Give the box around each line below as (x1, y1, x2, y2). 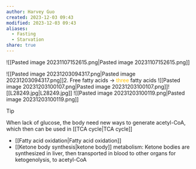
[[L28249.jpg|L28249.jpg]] (6, 89, 73, 96)
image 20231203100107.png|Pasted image (6, 83, 111, 90)
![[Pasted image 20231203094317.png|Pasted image (6, 70, 136, 77)
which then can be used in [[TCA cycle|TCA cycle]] (6, 125, 133, 132)
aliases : (6, 25, 28, 32)
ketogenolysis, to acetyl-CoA (14, 156, 87, 163)
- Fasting (11, 31, 36, 37)
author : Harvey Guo (6, 8, 55, 15)
